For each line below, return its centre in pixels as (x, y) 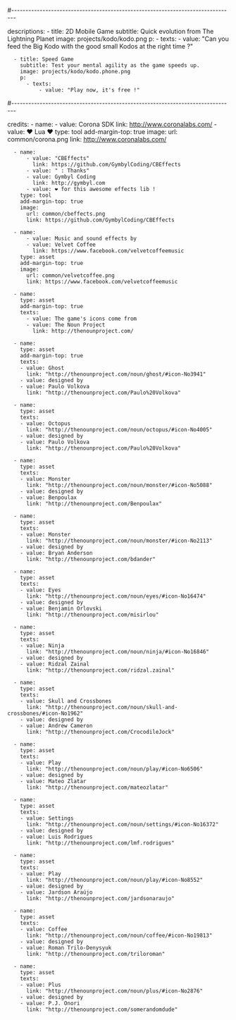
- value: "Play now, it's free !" (89, 90)
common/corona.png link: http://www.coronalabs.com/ (87, 139)
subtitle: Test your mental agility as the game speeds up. (110, 66)
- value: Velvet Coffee (61, 245)
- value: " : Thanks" (58, 171)
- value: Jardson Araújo (56, 892)
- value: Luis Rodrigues (56, 837)
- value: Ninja (42, 646)
